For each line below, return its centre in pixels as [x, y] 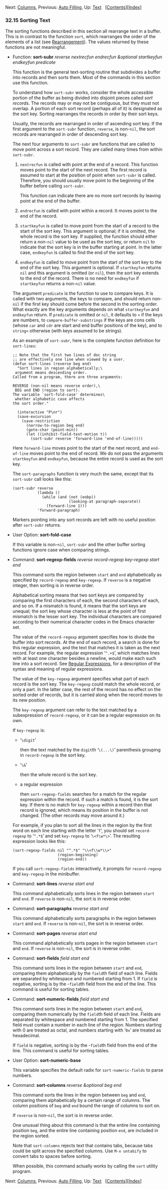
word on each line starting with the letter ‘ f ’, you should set [73, 831]
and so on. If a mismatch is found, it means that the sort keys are [79, 606]
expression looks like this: [39, 841]
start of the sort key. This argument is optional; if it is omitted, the [87, 231]
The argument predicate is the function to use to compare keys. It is [83, 293]
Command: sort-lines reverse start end [53, 884]
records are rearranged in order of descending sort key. [70, 134]
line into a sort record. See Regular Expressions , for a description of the [86, 664]
